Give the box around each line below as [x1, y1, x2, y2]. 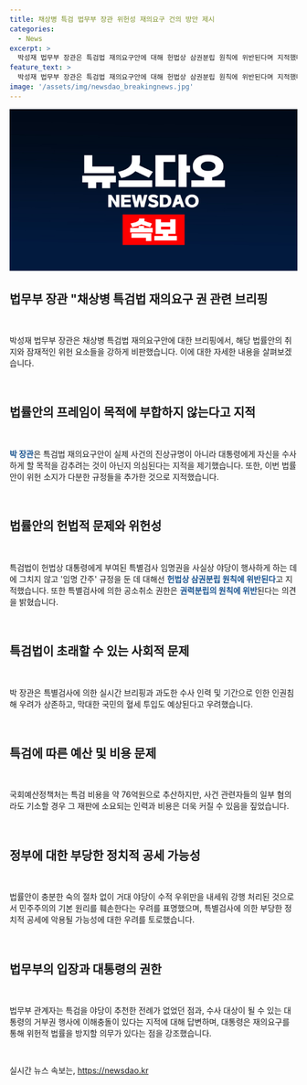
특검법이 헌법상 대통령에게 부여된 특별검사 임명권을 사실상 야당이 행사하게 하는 [9, 562, 288, 573]
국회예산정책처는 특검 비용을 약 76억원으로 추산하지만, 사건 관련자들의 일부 [9, 789, 276, 800]
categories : [9, 24, 55, 34]
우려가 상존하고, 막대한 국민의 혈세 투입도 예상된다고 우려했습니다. [18, 698, 253, 709]
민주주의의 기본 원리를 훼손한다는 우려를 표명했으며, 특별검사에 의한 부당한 [18, 903, 283, 914]
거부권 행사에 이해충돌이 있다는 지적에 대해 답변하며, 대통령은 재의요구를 [33, 1016, 291, 1027]
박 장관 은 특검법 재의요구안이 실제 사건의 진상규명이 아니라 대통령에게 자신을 [9, 448, 281, 459]
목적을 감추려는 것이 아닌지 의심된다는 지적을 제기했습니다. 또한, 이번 [36, 460, 281, 471]
